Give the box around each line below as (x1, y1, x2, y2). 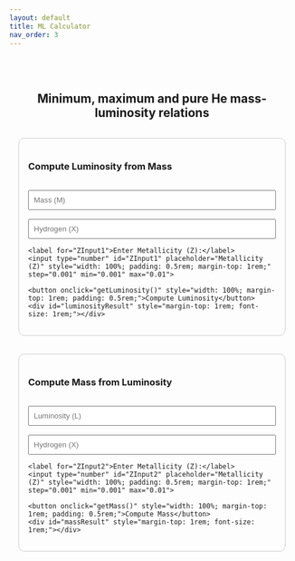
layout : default (9, 13, 71, 23)
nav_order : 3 (9, 30, 59, 39)
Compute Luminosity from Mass (28, 160, 173, 172)
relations (157, 105, 210, 121)
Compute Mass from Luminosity (28, 375, 173, 388)
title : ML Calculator (9, 22, 91, 31)
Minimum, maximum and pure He (37, 91, 228, 106)
